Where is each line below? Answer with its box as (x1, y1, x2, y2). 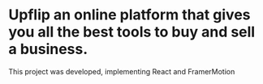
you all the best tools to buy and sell (8, 23, 256, 41)
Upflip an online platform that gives (8, 6, 251, 24)
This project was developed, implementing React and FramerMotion (8, 66, 235, 76)
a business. (8, 40, 88, 58)
